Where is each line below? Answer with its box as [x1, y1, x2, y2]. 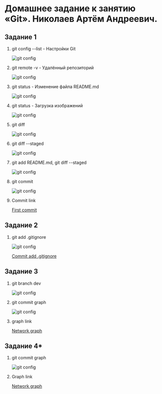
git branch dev [11, 280, 41, 286]
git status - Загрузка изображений [11, 103, 83, 108]
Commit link [11, 198, 36, 203]
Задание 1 [4, 33, 37, 41]
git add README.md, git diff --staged [11, 160, 87, 165]
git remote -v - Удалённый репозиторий [11, 65, 94, 70]
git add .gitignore [11, 234, 46, 240]
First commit [11, 207, 37, 213]
